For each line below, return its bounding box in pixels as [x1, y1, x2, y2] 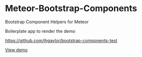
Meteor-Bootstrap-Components [5, 3, 138, 14]
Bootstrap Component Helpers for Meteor [5, 19, 89, 25]
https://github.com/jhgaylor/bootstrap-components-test [5, 37, 118, 43]
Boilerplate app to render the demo [5, 28, 76, 34]
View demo [5, 47, 28, 53]
